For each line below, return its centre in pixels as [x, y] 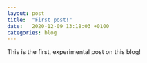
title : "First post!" [40, 20]
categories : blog [32, 33]
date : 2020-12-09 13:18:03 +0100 [58, 26]
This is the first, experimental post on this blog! [74, 52]
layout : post [26, 13]
